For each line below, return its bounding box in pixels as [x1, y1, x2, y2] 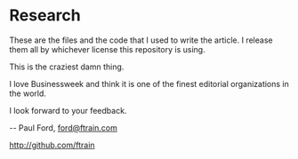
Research [9, 5, 82, 26]
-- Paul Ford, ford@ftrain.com [9, 122, 117, 133]
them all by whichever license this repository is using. [9, 44, 206, 54]
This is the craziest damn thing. [9, 61, 125, 72]
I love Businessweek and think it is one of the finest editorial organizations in [9, 78, 289, 89]
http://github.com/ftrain [9, 139, 95, 150]
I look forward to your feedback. [9, 105, 127, 115]
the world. [9, 88, 47, 99]
